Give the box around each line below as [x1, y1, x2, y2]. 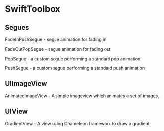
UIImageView [5, 79, 47, 88]
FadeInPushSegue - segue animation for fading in [5, 36, 107, 42]
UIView [5, 107, 28, 116]
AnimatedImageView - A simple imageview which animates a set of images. [5, 93, 160, 99]
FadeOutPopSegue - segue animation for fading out [5, 46, 111, 52]
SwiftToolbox [5, 3, 61, 15]
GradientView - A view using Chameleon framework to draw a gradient [5, 120, 150, 126]
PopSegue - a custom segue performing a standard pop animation [5, 56, 141, 62]
